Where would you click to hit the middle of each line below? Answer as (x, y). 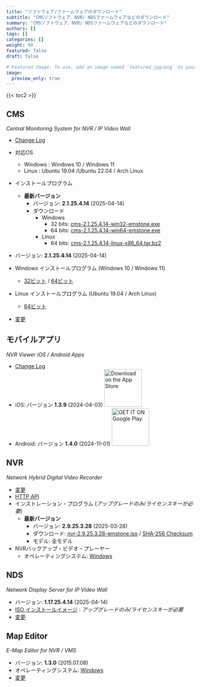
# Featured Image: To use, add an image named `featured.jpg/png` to (95, 67)
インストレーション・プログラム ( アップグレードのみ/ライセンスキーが (101, 503)
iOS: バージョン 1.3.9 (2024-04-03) (59, 404)
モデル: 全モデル (53, 541)
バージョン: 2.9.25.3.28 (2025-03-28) (80, 526)
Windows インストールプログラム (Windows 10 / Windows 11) (90, 268)
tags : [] (17, 34)
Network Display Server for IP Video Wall (57, 589)
